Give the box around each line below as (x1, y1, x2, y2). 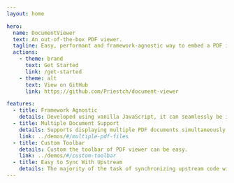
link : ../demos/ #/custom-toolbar (19, 152, 117, 159)
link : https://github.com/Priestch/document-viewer (24, 88, 179, 95)
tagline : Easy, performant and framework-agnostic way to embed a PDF (13, 43, 223, 50)
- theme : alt (19, 75, 57, 82)
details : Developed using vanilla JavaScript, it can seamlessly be (19, 113, 223, 121)
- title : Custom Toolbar (13, 139, 85, 147)
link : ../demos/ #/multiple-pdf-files (19, 133, 129, 140)
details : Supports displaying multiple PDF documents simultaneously (19, 126, 226, 133)
